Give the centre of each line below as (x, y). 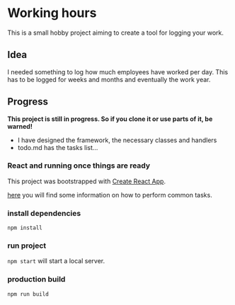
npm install (25, 228)
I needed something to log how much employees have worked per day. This (118, 71)
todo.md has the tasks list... (58, 147)
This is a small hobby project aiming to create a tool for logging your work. (116, 33)
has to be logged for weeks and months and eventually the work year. (109, 79)
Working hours (52, 13)
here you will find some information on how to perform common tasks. (110, 195)
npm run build (28, 294)
